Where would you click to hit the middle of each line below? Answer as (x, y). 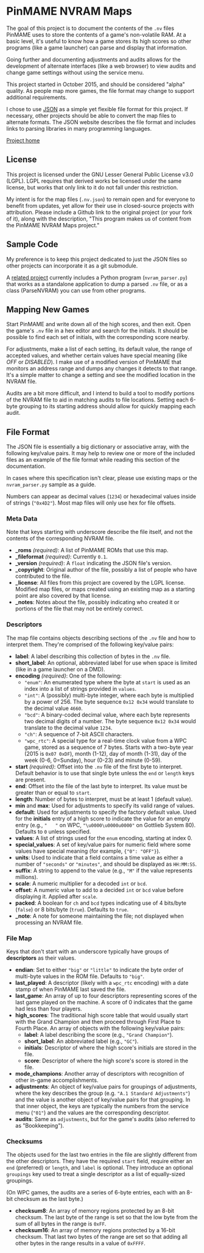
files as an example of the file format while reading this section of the (93, 460)
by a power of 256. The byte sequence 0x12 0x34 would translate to (109, 701)
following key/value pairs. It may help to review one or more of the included (101, 453)
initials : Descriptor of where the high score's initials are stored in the (110, 1048)
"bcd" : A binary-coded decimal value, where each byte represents (107, 714)
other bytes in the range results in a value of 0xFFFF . (80, 1243)
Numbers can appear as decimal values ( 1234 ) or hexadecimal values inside (101, 497)
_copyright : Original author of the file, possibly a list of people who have (106, 570)
